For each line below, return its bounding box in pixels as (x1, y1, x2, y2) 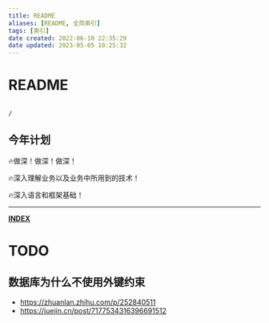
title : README (8, 11, 56, 20)
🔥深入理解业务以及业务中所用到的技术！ (8, 173, 140, 183)
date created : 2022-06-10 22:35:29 (8, 34, 127, 42)
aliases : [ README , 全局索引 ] (8, 19, 101, 27)
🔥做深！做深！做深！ (8, 155, 78, 165)
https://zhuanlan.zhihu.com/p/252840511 (19, 297, 156, 307)
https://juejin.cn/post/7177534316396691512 (19, 305, 167, 315)
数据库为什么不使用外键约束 (8, 276, 146, 289)
